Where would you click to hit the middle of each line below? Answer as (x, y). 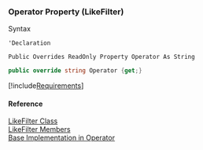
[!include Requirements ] (46, 86)
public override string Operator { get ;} (76, 71)
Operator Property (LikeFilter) (66, 12)
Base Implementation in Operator (62, 138)
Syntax (20, 29)
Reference (26, 104)
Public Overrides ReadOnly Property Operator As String (101, 57)
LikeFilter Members (39, 130)
